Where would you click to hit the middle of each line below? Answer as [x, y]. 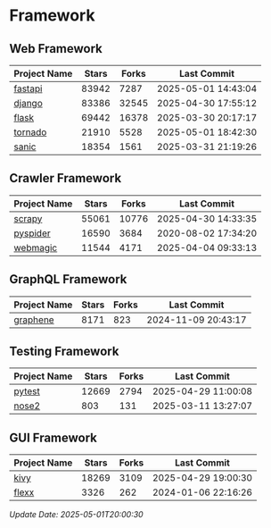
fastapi [28, 88]
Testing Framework [64, 352]
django [28, 103]
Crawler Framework [66, 178]
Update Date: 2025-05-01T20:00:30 [77, 515]
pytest [27, 391]
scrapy [28, 218]
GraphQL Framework [68, 279]
